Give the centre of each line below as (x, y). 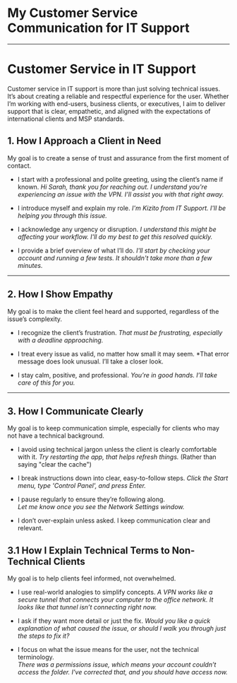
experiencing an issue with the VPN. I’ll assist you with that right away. (121, 194)
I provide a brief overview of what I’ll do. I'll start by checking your (114, 250)
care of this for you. (46, 383)
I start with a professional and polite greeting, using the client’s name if (120, 179)
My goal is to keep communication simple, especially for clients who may (114, 428)
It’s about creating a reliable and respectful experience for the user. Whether (118, 96)
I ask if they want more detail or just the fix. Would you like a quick (114, 621)
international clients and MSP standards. (66, 119)
